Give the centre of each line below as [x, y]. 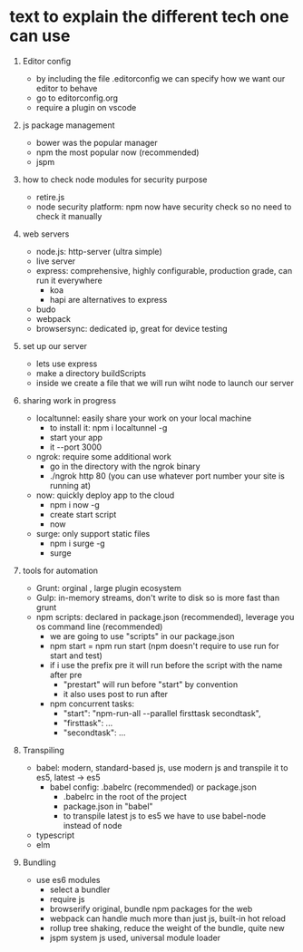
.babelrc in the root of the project [125, 796]
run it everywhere [69, 280]
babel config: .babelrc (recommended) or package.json [153, 787]
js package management [68, 125]
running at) [70, 485]
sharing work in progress [69, 400]
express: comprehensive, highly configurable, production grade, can [164, 270]
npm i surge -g [78, 543]
